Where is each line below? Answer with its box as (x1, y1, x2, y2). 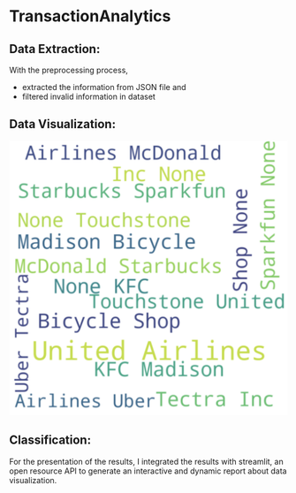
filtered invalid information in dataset (21, 91, 156, 102)
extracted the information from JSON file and (21, 82, 187, 92)
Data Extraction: (9, 42, 101, 57)
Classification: (9, 433, 91, 448)
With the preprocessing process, (9, 64, 128, 75)
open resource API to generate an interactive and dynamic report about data (9, 466, 287, 476)
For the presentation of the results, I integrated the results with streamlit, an (9, 456, 285, 466)
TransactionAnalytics (9, 6, 171, 27)
